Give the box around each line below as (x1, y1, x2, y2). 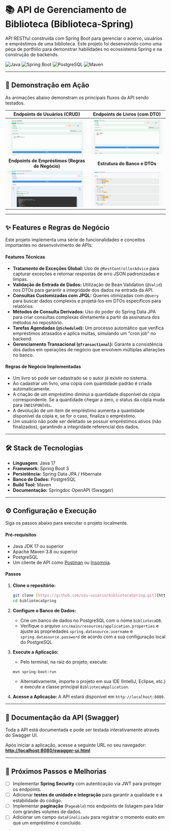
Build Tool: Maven (12, 481, 51, 487)
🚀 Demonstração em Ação (5, 81, 90, 90)
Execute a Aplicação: (12, 648, 59, 655)
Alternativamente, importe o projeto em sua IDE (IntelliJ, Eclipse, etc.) (20, 679, 166, 685)
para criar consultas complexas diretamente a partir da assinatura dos (12, 314, 160, 320)
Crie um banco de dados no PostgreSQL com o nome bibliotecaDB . (20, 617, 162, 624)
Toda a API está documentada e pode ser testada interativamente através (5, 727, 159, 733)
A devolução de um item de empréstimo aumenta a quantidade (12, 407, 145, 413)
